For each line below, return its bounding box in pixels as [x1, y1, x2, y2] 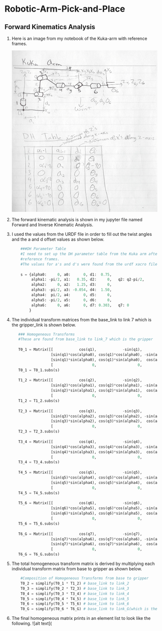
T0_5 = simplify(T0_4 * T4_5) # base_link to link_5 [20, 596, 130, 601]
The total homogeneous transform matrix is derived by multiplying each [11, 561, 155, 566]
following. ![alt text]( [11, 620, 52, 627]
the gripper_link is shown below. [11, 322, 76, 328]
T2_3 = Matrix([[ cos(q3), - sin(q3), [18, 409, 143, 414]
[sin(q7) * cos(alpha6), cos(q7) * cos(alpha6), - [50, 536, 146, 542]
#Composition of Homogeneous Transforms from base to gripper [20, 576, 149, 581]
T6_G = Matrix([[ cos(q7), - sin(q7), [18, 531, 143, 536]
